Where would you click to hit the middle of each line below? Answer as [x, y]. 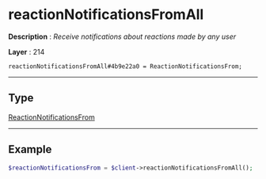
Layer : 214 [27, 51]
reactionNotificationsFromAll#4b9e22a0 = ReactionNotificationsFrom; [125, 66]
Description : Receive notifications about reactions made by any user [122, 36]
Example [30, 149]
